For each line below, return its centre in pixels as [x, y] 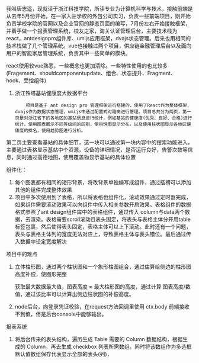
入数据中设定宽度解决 [41, 241]
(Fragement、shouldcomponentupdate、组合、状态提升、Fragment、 [91, 73]
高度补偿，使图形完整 [41, 274]
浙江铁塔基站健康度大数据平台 [51, 93]
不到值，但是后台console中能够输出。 [61, 314]
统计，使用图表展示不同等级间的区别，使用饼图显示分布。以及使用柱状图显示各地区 [101, 124]
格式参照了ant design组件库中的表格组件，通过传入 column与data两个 [100, 212]
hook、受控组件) [26, 81]
